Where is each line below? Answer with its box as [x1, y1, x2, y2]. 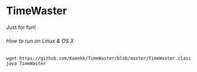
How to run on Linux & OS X [6, 37, 74, 44]
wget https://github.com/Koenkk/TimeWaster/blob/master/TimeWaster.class [6, 55, 192, 61]
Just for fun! [6, 24, 37, 31]
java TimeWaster [6, 61, 46, 67]
